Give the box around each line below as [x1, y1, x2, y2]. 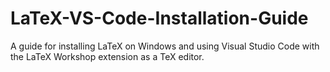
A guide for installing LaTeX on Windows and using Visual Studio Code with [10, 40, 320, 52]
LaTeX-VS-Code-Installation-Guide [10, 7, 309, 30]
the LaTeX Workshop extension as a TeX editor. [10, 50, 205, 62]
